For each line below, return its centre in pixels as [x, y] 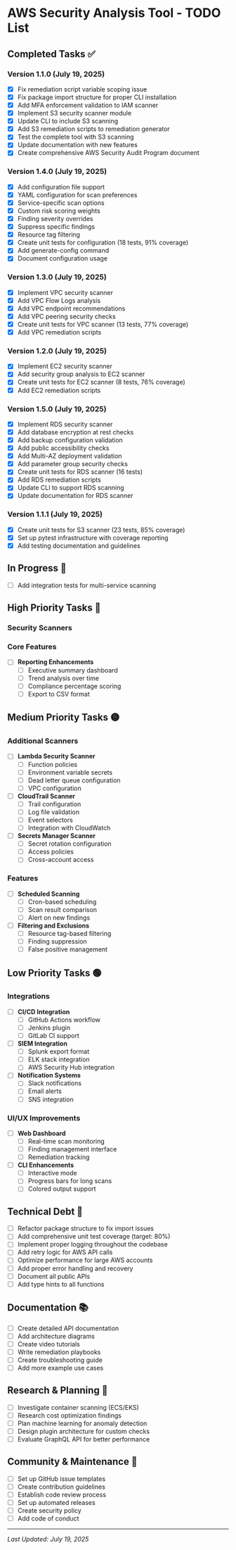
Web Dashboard [41, 1133]
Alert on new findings [59, 918]
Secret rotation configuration [70, 844]
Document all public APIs [54, 1276]
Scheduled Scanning [48, 894]
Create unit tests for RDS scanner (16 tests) [80, 472]
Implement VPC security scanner [65, 292]
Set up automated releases [57, 1502]
